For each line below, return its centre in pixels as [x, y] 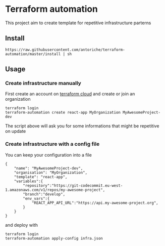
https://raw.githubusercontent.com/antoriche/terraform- [65, 50]
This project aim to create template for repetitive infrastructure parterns [78, 23]
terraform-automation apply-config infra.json [54, 238]
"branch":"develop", [44, 194]
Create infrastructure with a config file [53, 144]
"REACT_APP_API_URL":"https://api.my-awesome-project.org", [95, 203]
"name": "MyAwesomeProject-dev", [49, 168]
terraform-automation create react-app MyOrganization [63, 113]
